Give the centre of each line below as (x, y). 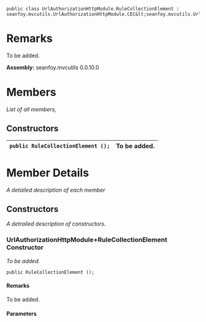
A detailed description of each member (56, 190)
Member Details (48, 173)
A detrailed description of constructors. (56, 224)
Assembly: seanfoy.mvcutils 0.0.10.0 (53, 67)
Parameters (21, 313)
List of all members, (32, 109)
